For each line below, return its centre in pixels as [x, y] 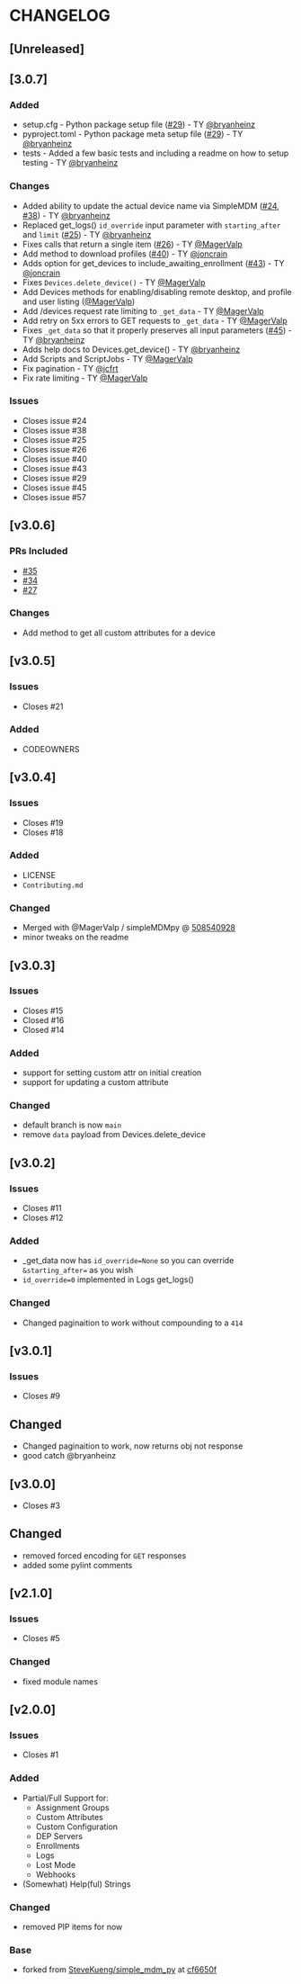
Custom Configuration [77, 1827]
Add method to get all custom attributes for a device [119, 633]
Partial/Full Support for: [66, 1798]
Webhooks [56, 1874]
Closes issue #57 [54, 497]
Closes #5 [41, 1638]
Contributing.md [53, 885]
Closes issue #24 [54, 420]
